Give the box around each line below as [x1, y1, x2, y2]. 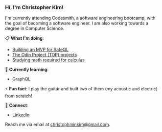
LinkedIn [12, 112, 30, 118]
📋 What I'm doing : [5, 35, 44, 41]
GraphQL [12, 76, 31, 82]
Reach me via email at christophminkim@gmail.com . [5, 122, 111, 128]
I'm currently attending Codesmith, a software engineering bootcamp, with [5, 15, 156, 21]
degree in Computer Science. [5, 26, 65, 31]
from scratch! [5, 93, 33, 99]
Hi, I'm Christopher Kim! [5, 4, 64, 11]
